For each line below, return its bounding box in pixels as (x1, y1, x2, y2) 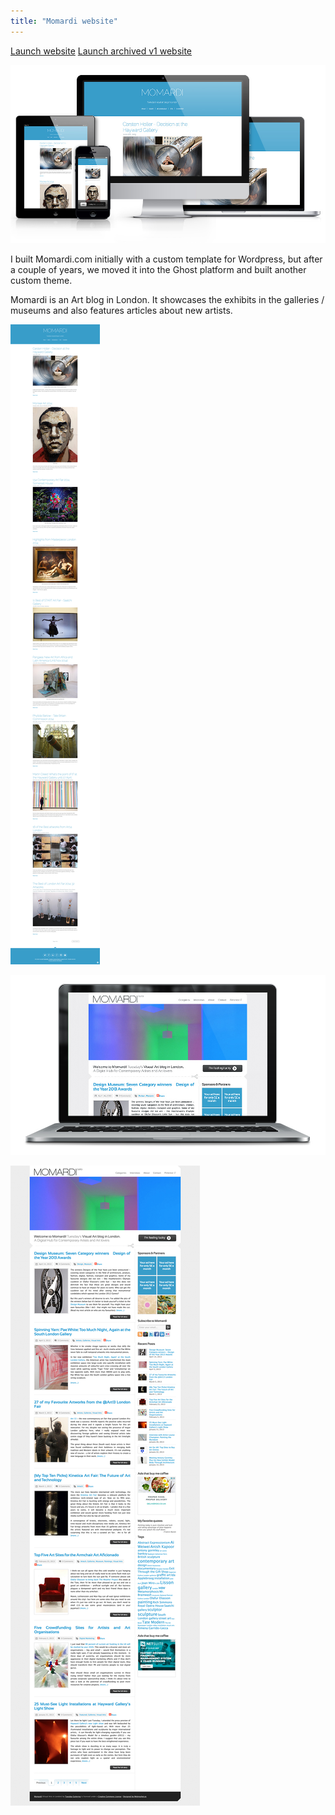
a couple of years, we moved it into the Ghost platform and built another (10, 264, 307, 276)
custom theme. (10, 275, 73, 287)
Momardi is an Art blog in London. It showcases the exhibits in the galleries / (10, 294, 325, 306)
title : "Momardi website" (10, 16, 118, 26)
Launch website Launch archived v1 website (10, 45, 193, 57)
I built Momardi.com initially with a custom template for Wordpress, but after (10, 253, 323, 265)
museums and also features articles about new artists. (10, 305, 233, 317)
